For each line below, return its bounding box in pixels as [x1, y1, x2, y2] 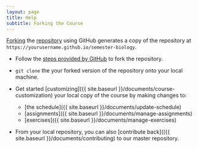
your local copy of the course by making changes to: [54, 92, 187, 99]
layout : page [6, 9, 40, 15]
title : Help [6, 15, 37, 21]
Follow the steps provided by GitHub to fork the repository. [15, 55, 163, 63]
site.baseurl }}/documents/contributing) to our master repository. [15, 135, 179, 142]
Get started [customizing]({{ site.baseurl [15, 85, 117, 93]
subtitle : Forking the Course [6, 20, 84, 26]
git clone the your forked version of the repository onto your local [15, 67, 183, 74]
